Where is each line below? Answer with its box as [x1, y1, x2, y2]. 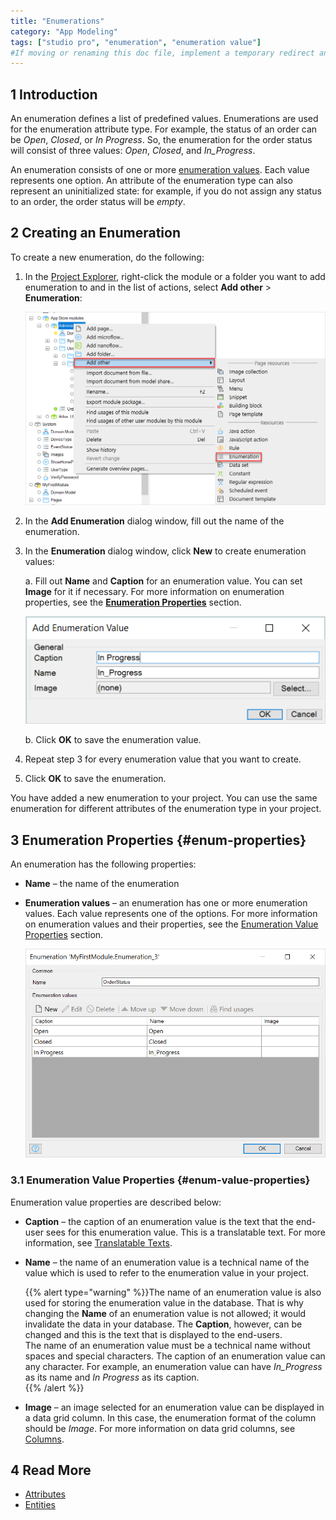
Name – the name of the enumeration [24, 878, 180, 890]
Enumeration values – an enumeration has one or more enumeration [24, 897, 308, 909]
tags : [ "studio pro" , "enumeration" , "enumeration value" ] [10, 37, 262, 47]
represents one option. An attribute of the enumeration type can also [10, 175, 293, 187]
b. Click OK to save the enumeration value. [24, 734, 202, 746]
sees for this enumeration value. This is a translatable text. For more [45, 1226, 326, 1238]
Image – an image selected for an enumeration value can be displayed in [24, 1401, 325, 1413]
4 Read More [10, 1462, 92, 1479]
